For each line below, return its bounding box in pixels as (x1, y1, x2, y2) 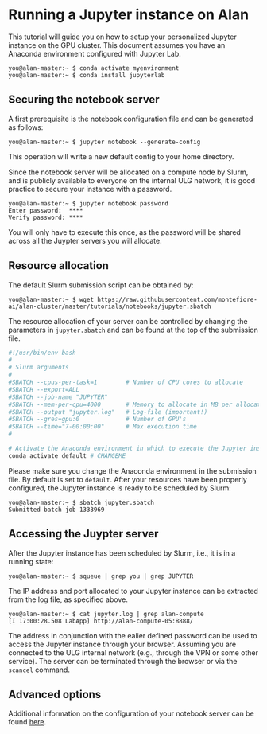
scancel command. (8, 665, 70, 674)
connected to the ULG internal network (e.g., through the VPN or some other (8, 647, 258, 658)
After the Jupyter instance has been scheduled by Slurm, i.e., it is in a (8, 548, 236, 558)
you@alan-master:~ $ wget (8, 295, 94, 303)
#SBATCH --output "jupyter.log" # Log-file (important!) (8, 408, 208, 416)
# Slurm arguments (8, 364, 69, 372)
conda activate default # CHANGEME (8, 451, 126, 459)
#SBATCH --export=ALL (8, 385, 80, 393)
